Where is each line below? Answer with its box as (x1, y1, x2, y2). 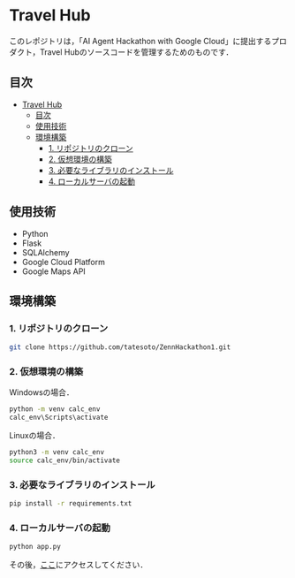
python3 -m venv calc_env (9, 448, 104, 457)
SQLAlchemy (21, 247, 70, 257)
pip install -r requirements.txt (9, 499, 132, 508)
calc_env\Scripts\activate (9, 413, 109, 422)
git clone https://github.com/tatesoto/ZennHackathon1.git (9, 343, 231, 352)
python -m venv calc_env (9, 405, 101, 414)
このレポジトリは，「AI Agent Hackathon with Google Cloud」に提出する (9, 35, 272, 46)
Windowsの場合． (9, 387, 75, 398)
